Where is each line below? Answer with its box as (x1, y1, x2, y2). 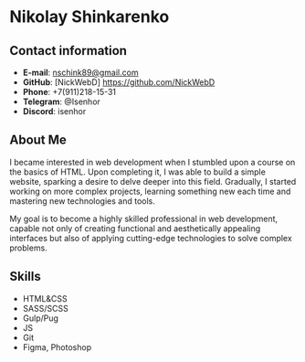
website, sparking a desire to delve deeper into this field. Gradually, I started (9, 176, 297, 186)
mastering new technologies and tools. (9, 195, 155, 207)
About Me (9, 133, 67, 148)
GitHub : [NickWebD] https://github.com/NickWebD (22, 77, 216, 88)
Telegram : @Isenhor (22, 96, 100, 107)
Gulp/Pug (22, 313, 59, 324)
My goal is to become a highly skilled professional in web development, (9, 213, 279, 224)
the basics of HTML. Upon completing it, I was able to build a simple (9, 166, 267, 177)
